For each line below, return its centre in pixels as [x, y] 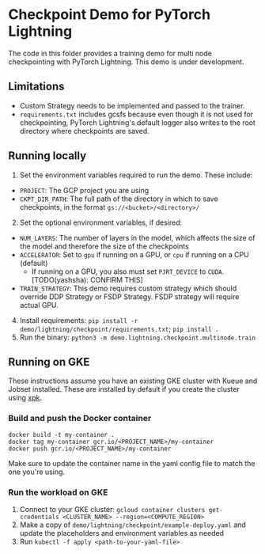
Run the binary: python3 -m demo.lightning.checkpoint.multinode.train [137, 337]
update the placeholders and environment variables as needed [121, 533]
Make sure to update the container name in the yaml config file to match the [132, 463]
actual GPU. [39, 305]
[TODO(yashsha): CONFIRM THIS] [87, 279]
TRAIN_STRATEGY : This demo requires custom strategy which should [128, 288]
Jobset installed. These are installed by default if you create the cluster [124, 389]
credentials [39, 517]
